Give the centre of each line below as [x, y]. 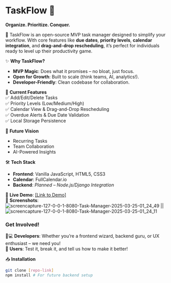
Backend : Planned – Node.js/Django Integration [63, 185]
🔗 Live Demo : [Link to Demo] [36, 195]
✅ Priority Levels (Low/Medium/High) [45, 103]
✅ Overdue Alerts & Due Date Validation [47, 115]
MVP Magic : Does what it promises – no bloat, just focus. [73, 71]
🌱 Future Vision [22, 131]
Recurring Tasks [30, 141]
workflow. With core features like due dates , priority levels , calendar [79, 40]
